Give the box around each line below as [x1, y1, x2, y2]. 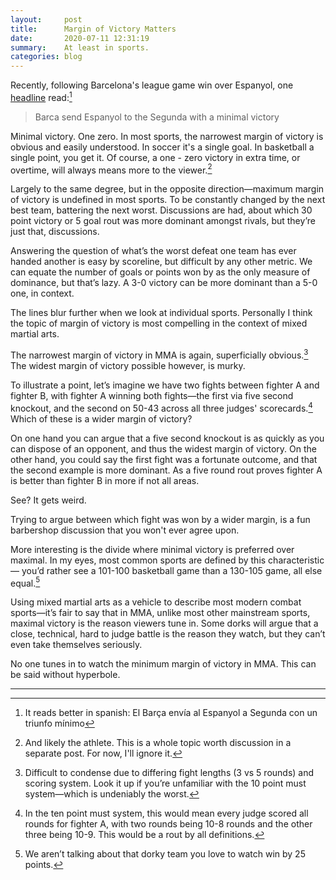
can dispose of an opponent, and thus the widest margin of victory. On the [10, 442, 317, 455]
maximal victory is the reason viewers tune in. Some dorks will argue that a [10, 617, 319, 630]
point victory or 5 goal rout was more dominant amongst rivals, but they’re [10, 215, 316, 227]
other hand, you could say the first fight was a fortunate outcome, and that [10, 453, 318, 465]
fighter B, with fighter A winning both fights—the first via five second [10, 390, 294, 402]
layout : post [10, 14, 83, 25]
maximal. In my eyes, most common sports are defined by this [10, 554, 267, 566]
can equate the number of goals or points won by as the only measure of [10, 266, 311, 278]
